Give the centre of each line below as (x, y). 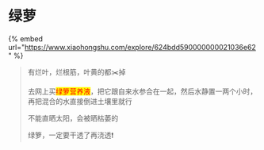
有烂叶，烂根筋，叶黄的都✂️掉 (77, 71)
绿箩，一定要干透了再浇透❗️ (71, 135)
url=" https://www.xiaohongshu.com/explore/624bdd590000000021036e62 (132, 47)
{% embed (26, 38)
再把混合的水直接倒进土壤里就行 (80, 101)
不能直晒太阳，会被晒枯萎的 (73, 118)
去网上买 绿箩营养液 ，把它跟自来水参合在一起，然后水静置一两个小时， (142, 91)
